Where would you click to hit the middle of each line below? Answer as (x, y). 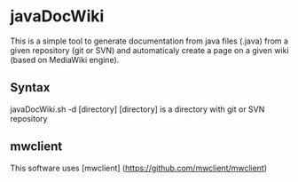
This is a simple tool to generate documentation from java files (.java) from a (149, 41)
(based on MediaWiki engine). (65, 59)
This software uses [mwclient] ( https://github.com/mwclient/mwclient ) (139, 168)
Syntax (30, 87)
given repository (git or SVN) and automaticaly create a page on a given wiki (149, 50)
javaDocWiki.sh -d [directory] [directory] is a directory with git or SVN (137, 109)
